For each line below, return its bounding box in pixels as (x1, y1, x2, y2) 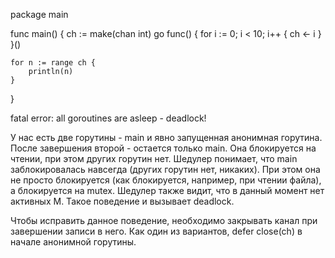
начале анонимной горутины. (10, 236, 137, 248)
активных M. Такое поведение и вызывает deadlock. (10, 195, 235, 207)
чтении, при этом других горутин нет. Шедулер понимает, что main (10, 153, 298, 164)
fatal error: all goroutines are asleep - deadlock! (10, 112, 207, 124)
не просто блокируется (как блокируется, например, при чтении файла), (10, 174, 322, 186)
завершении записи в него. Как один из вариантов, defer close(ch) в (10, 225, 303, 237)
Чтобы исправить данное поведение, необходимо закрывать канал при (10, 215, 318, 226)
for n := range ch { (10, 58, 97, 68)
